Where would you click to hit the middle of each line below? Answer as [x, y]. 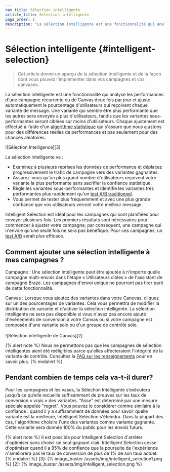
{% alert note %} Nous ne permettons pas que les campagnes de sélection [83, 345]
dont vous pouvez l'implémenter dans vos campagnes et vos [81, 80]
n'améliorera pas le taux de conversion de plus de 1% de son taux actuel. [81, 453]
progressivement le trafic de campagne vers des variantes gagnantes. [86, 172]
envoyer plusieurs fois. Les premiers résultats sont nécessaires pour [76, 220]
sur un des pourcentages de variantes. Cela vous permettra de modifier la [82, 303]
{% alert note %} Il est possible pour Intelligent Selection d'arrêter [74, 437]
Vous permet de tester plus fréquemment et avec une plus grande [81, 199]
